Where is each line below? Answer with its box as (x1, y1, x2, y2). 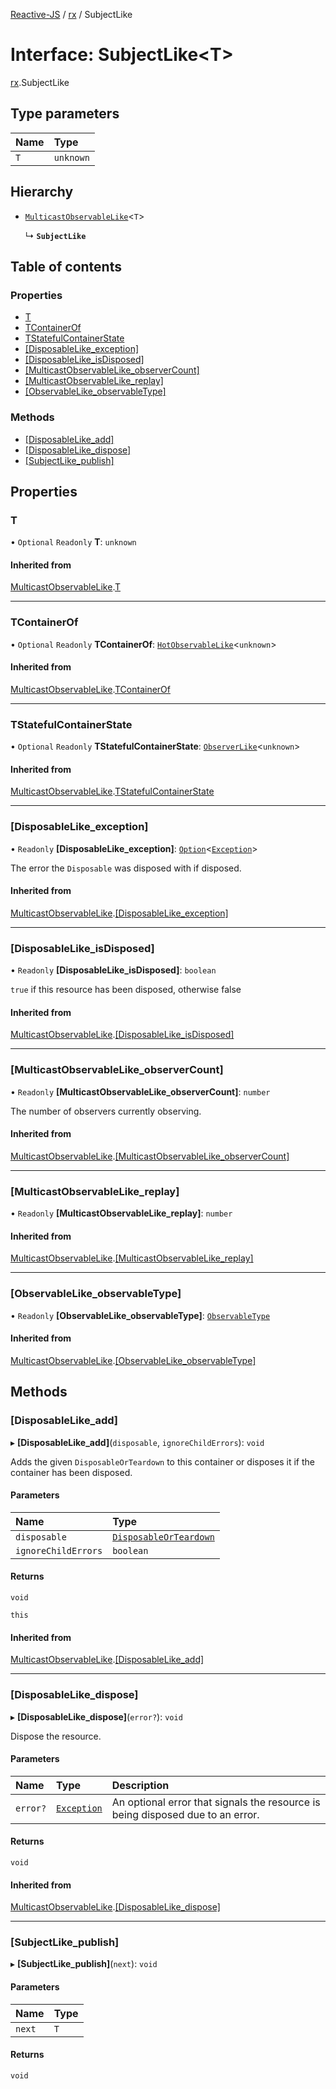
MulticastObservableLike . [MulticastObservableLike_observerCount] (10, 1150, 290, 1162)
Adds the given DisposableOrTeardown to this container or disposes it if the (10, 1455, 315, 1468)
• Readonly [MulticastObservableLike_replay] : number (10, 1207, 233, 1219)
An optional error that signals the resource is (111, 1795, 321, 1809)
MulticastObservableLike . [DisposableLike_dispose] (10, 1901, 221, 1913)
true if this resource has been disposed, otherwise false (10, 984, 242, 996)
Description (111, 1778, 170, 1792)
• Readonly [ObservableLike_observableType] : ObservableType (10, 1309, 271, 1321)
